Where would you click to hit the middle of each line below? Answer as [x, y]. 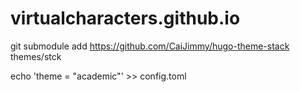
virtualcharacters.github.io [125, 18]
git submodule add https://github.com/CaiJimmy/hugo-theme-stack [150, 46]
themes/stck [36, 56]
